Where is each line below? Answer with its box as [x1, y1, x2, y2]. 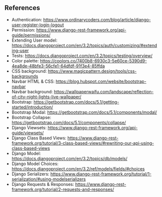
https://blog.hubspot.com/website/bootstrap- [55, 78, 146, 84]
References [4, 4, 40, 12]
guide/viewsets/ [11, 130, 44, 136]
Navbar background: [11, 89, 53, 94]
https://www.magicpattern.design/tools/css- [48, 68, 137, 74]
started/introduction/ [11, 104, 53, 110]
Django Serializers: [11, 171, 49, 177]
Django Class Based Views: [11, 135, 66, 141]
